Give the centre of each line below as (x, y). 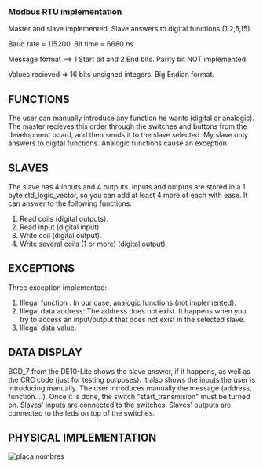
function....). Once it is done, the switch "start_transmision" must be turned (129, 396)
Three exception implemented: (58, 287)
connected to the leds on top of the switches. (82, 413)
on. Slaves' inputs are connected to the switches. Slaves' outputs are (120, 405)
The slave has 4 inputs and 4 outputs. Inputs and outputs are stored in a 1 (127, 186)
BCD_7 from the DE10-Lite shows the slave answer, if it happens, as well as (130, 371)
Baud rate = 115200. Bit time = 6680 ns (71, 44)
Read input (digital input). (60, 227)
